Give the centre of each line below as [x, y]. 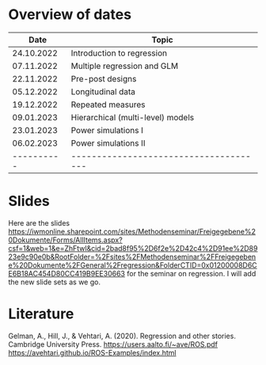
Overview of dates [70, 15]
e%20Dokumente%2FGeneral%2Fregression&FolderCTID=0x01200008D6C [133, 265]
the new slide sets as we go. [55, 282]
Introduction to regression [119, 53]
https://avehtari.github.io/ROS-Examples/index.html [92, 352]
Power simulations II [108, 143]
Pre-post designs [104, 78]
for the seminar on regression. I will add [191, 273]
